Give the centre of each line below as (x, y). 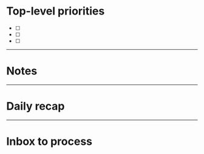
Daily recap (36, 106)
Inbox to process (49, 141)
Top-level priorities (56, 11)
